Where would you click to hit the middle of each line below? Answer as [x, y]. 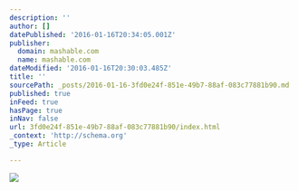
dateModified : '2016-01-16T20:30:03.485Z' [91, 69]
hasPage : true [36, 110]
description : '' [40, 18]
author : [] [30, 26]
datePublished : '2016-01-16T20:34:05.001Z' [93, 34]
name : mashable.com [54, 60]
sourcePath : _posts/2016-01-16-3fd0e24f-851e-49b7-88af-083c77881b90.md [149, 85]
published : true [40, 93]
